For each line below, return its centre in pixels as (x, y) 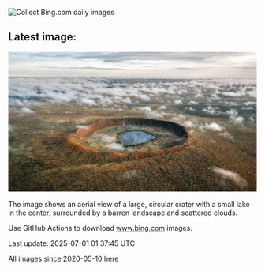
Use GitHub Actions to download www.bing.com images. (101, 228)
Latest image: (43, 37)
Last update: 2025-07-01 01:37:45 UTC (72, 243)
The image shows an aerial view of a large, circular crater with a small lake (129, 205)
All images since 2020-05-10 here (63, 259)
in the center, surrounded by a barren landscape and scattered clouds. (123, 213)
